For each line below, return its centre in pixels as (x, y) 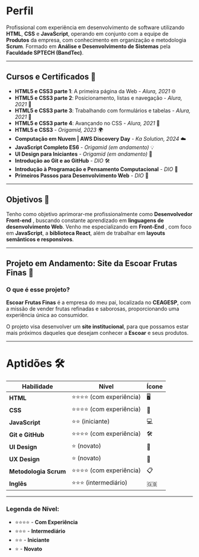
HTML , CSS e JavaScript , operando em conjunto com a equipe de (87, 33)
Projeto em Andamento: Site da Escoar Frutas (92, 263)
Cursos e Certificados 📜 (51, 77)
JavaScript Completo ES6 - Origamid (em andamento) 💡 (84, 147)
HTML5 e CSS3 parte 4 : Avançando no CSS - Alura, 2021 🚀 (87, 123)
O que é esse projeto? (38, 289)
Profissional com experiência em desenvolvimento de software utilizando (95, 27)
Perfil (20, 11)
